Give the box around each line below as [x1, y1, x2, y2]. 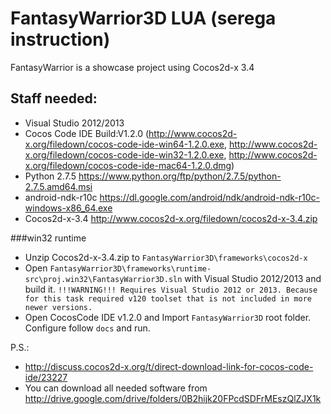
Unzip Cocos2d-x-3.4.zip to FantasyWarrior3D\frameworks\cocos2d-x [24, 251, 308, 263]
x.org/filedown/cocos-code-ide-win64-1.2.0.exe [24, 138, 225, 150]
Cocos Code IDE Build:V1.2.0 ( [24, 127, 150, 139]
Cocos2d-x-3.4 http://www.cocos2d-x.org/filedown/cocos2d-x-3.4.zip [24, 212, 318, 224]
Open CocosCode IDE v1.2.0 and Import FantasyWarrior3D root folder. [24, 311, 312, 323]
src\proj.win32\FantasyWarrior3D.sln [24, 274, 183, 284]
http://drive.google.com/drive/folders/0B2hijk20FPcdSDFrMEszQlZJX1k [24, 392, 322, 404]
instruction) [10, 28, 111, 51]
